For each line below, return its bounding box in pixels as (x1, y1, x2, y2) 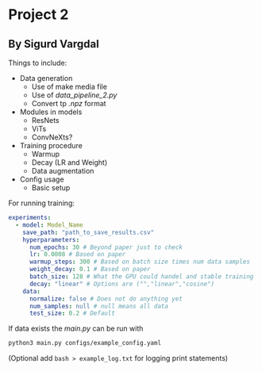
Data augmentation (31, 166, 94, 175)
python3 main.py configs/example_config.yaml (8, 339, 161, 347)
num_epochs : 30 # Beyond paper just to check (29, 243, 183, 251)
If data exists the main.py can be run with (8, 323, 144, 334)
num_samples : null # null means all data (29, 302, 169, 310)
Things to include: (8, 58, 67, 67)
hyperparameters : (22, 235, 80, 243)
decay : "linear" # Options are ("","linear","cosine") (29, 280, 215, 288)
